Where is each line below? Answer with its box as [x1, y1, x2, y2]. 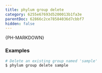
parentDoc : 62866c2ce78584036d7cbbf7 [5, 16, 84, 21]
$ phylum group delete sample [5, 63, 69, 68]
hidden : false [5, 21, 35, 26]
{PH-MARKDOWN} [5, 35, 44, 41]
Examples [5, 47, 30, 54]
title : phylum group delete [5, 7, 64, 12]
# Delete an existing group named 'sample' [5, 58, 98, 64]
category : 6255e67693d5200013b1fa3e [5, 12, 82, 17]
